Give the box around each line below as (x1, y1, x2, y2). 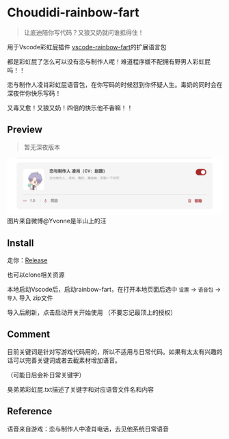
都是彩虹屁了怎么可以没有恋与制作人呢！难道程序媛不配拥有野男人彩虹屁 (7, 57, 211, 66)
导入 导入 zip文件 (7, 293, 53, 302)
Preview (7, 124, 43, 136)
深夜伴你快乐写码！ (7, 89, 62, 97)
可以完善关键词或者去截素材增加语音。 (12, 356, 121, 364)
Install (7, 237, 34, 249)
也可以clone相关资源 (7, 271, 65, 279)
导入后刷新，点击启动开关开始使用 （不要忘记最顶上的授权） (7, 308, 176, 316)
